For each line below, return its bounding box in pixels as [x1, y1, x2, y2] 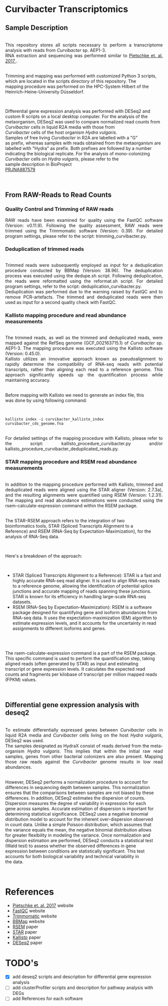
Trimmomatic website [12, 913, 57, 919]
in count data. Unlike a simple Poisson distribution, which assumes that [5, 822, 151, 828]
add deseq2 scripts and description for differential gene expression [12, 974, 151, 980]
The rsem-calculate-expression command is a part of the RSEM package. [5, 650, 156, 656]
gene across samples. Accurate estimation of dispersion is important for [5, 806, 154, 812]
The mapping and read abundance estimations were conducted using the [5, 497, 163, 503]
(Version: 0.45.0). [5, 351, 41, 357]
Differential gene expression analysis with [5, 701, 139, 709]
